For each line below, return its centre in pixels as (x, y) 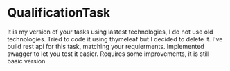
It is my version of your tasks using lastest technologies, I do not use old (110, 32)
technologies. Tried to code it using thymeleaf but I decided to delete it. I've (115, 39)
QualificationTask (59, 13)
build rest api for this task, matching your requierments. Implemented (106, 46)
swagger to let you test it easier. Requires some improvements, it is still (108, 54)
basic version (26, 61)
